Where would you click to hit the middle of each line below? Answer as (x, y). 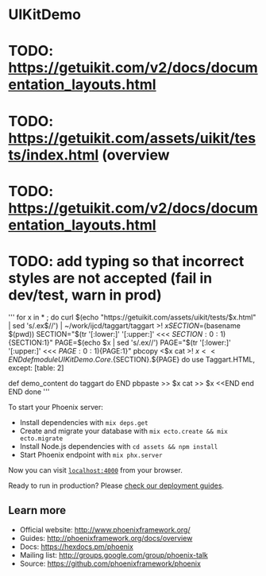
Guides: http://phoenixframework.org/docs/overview (106, 538)
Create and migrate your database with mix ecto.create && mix (123, 431)
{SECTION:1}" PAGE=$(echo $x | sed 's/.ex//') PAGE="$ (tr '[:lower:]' (120, 342)
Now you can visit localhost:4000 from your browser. (95, 470)
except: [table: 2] (36, 368)
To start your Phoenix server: (56, 407)
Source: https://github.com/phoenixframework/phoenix (110, 563)
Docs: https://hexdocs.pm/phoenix (76, 547)
